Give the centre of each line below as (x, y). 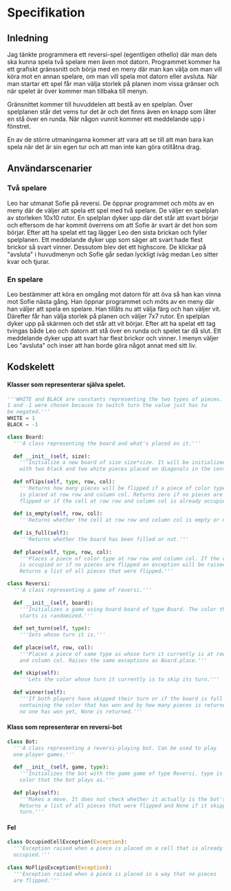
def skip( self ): (36, 673)
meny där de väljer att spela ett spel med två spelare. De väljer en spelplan (113, 210)
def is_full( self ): (41, 533)
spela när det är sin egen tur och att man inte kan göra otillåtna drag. (104, 147)
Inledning (28, 38)
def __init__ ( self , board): (54, 603)
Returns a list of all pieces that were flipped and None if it (113, 806)
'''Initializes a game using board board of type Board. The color (118, 609)
